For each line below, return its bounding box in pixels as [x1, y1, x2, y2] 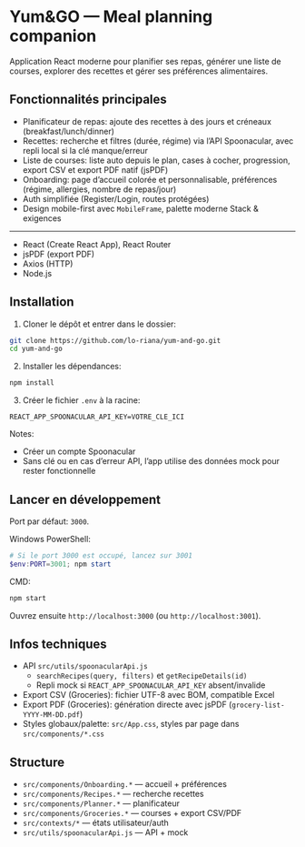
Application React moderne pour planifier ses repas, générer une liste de [9, 55, 281, 66]
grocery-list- [231, 701, 285, 711]
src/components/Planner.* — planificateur [22, 798, 180, 809]
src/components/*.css [22, 730, 104, 739]
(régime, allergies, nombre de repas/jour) [22, 184, 177, 195]
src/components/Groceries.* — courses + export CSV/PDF [22, 808, 242, 819]
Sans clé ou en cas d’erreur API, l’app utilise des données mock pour [22, 456, 280, 467]
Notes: [9, 429, 34, 439]
